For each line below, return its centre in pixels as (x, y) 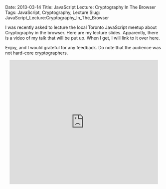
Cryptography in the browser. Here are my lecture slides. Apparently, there (82, 33)
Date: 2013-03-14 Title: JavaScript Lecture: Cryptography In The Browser (81, 7)
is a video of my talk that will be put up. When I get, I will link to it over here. (83, 38)
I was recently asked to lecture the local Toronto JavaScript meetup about (81, 27)
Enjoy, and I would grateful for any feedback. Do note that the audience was (83, 47)
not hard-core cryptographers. (37, 53)
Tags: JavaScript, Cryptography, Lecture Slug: (53, 12)
